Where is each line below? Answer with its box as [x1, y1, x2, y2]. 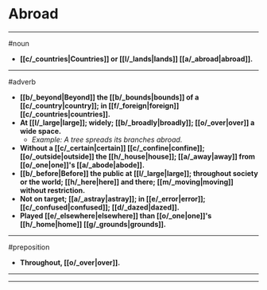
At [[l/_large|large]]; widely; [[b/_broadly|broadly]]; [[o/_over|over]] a [19, 117, 255, 127]
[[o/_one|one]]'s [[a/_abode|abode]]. [19, 160, 145, 170]
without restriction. [19, 185, 86, 195]
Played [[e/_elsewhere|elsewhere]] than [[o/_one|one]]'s [19, 210, 212, 220]
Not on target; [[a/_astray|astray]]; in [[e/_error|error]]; [19, 194, 206, 203]
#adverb [8, 76, 37, 86]
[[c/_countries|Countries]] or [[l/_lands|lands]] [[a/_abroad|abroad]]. [19, 53, 253, 64]
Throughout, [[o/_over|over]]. [19, 257, 121, 267]
